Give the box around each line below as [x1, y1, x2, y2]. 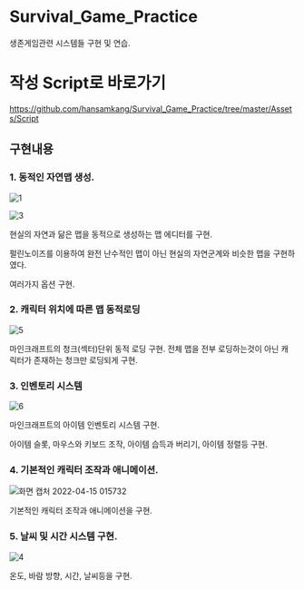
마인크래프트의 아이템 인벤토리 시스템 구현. [9, 419, 161, 430]
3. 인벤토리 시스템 [9, 379, 83, 392]
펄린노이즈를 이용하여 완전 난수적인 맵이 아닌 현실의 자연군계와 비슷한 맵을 [9, 248, 271, 259]
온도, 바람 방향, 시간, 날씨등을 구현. [9, 570, 133, 581]
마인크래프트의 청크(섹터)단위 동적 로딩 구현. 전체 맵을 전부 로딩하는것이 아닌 [9, 343, 279, 354]
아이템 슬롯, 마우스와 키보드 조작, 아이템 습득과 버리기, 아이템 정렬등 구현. [9, 438, 268, 450]
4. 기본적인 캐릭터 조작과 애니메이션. [9, 464, 159, 477]
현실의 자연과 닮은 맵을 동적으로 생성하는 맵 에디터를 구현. [9, 229, 213, 240]
